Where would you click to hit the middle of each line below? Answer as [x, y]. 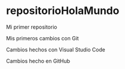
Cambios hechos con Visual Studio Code [56, 49]
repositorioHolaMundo [63, 11]
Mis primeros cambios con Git [42, 38]
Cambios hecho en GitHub [38, 61]
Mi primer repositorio [32, 27]
